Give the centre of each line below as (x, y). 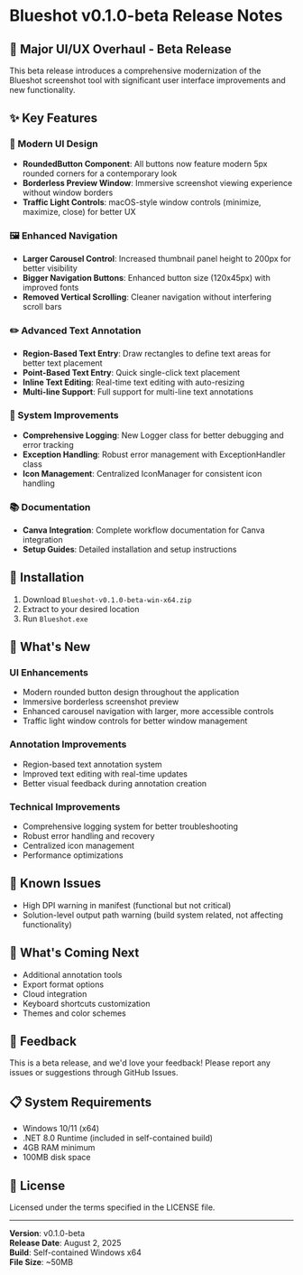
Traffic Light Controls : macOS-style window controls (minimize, (142, 202)
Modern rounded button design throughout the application (131, 693)
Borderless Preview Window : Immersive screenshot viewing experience (157, 182)
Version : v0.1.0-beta (47, 1233)
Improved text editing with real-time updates (105, 774)
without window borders (68, 192)
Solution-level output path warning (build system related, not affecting (153, 915)
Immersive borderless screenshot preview (101, 702)
